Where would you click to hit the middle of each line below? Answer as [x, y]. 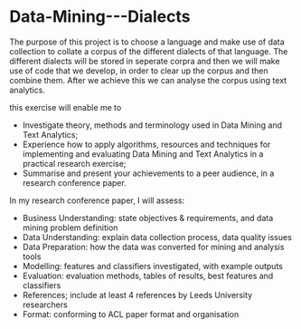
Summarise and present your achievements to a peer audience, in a [148, 173]
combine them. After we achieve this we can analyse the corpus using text [148, 80]
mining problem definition [70, 227]
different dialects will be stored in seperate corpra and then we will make [145, 61]
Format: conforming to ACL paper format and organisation [131, 314]
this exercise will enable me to [66, 107]
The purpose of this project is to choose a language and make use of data [147, 42]
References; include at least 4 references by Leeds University [137, 295]
